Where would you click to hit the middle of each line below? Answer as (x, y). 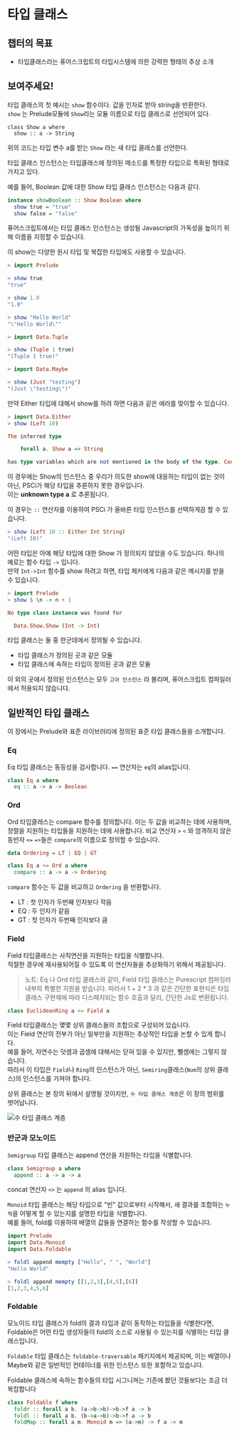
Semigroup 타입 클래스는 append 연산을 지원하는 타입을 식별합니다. (100, 1155)
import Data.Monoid (36, 1243)
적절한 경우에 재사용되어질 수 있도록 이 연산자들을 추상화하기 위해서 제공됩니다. (117, 964)
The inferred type (34, 436)
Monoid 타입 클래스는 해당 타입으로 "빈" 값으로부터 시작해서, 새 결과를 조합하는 (116, 1205)
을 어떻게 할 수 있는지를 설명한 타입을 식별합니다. (79, 1213)
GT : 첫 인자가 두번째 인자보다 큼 (63, 920)
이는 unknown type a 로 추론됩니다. (58, 494)
